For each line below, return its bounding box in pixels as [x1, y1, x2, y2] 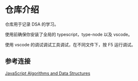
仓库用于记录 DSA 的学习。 [5, 21, 59, 27]
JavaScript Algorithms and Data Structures [5, 70, 91, 76]
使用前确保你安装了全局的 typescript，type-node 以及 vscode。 [5, 31, 133, 37]
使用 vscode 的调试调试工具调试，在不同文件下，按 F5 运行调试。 [5, 41, 136, 47]
